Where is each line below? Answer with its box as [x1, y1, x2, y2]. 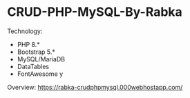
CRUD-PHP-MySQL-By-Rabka [7, 4, 183, 20]
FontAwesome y [17, 70, 64, 78]
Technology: [7, 27, 43, 35]
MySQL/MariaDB [17, 55, 66, 63]
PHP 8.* [17, 40, 40, 48]
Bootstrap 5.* [17, 48, 55, 56]
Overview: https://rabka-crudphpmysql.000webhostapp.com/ [7, 83, 183, 91]
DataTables [17, 62, 50, 70]
